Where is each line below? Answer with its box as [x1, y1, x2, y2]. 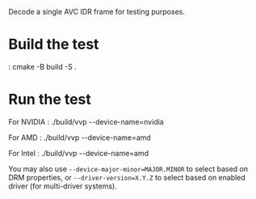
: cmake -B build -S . [8, 61, 77, 71]
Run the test [8, 91, 91, 108]
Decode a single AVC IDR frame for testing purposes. [8, 7, 186, 16]
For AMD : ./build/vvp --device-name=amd [8, 133, 151, 142]
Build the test [8, 36, 99, 53]
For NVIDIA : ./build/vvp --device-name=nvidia [8, 116, 164, 126]
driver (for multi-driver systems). [8, 181, 117, 191]
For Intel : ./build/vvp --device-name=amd [8, 148, 149, 158]
